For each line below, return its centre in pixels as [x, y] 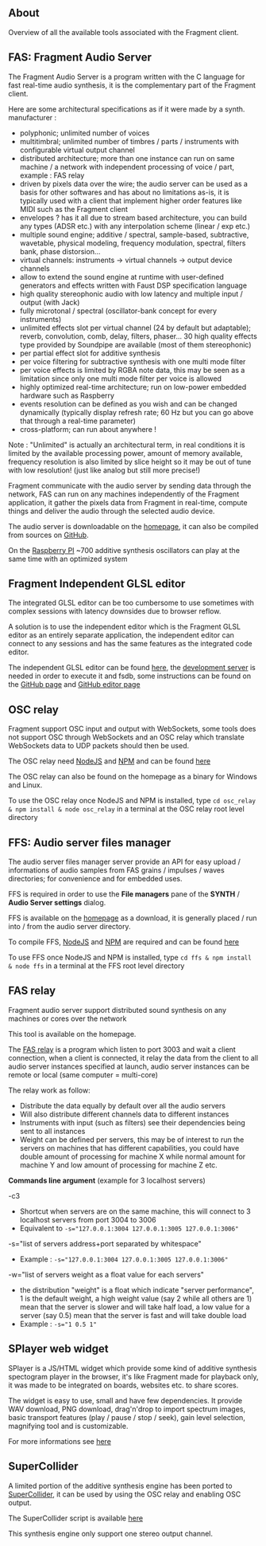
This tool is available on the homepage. [72, 1034]
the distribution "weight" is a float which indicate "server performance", [137, 1289]
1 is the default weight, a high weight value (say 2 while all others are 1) [136, 1298]
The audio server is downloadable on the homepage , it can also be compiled [133, 526]
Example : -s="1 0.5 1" [58, 1324]
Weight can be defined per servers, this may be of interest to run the [132, 1140]
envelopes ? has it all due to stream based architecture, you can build [133, 218]
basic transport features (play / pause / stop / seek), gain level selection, [127, 1417]
